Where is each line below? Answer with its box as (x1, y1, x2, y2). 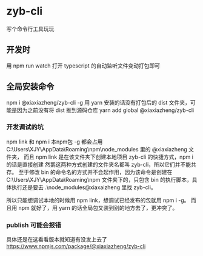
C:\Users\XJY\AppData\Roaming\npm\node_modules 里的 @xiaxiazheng (6, 145, 188, 153)
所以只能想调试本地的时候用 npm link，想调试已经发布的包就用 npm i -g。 (6, 196, 190, 204)
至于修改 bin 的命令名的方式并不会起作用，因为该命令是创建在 (18, 168, 173, 176)
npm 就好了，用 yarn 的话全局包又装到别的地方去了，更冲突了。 (18, 204, 178, 211)
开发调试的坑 (6, 123, 44, 131)
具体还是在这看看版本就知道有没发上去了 (6, 236, 107, 243)
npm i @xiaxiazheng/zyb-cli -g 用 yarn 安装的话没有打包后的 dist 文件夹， (6, 99, 191, 106)
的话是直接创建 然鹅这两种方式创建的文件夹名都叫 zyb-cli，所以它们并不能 (6, 161, 191, 168)
